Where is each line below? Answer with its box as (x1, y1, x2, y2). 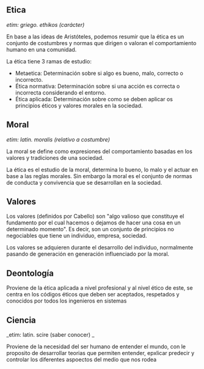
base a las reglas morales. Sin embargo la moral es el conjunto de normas (6, 172, 192, 179)
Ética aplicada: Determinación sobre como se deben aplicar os (15, 95, 173, 102)
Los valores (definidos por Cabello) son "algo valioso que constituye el (6, 213, 184, 220)
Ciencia (6, 315, 37, 325)
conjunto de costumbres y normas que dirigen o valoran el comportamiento (6, 39, 197, 46)
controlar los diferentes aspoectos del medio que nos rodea (6, 356, 157, 364)
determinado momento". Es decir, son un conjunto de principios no (6, 226, 174, 233)
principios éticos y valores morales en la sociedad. (15, 102, 143, 109)
